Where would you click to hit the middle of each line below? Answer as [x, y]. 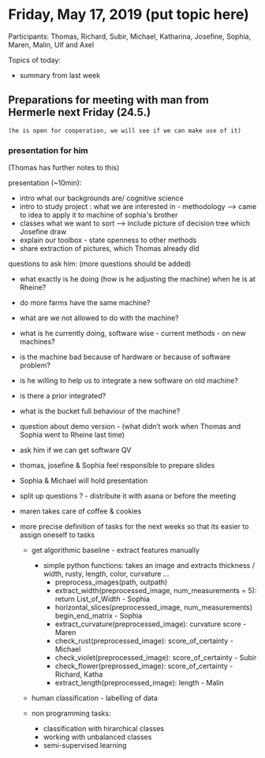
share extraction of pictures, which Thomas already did [109, 248]
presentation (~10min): [45, 183]
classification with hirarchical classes [104, 729]
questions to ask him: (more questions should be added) [100, 264]
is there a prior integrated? [63, 396]
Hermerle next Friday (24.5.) [80, 112]
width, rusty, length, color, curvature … [106, 574]
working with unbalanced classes [97, 737]
